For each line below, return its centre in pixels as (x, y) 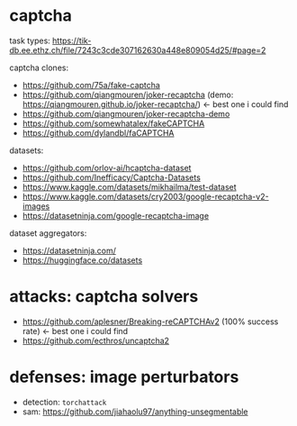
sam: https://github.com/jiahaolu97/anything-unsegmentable (135, 412)
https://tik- (72, 41)
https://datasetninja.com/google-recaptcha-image (116, 215)
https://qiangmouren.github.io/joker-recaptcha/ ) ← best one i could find (155, 104)
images (36, 206)
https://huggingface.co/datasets (82, 260)
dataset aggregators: (48, 233)
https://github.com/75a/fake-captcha (91, 85)
